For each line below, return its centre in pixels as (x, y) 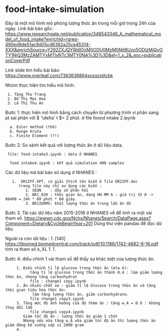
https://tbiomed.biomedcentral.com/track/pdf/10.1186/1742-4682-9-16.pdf (82, 244)
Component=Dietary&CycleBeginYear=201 (49, 223)
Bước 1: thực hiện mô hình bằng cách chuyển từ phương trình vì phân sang (82, 112)
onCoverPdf (18, 60)
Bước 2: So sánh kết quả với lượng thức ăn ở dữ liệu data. (64, 145)
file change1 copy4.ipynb (57, 312)
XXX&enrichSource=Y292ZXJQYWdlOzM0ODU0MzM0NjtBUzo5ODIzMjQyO (84, 50)
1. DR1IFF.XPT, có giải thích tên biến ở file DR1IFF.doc (75, 182)
